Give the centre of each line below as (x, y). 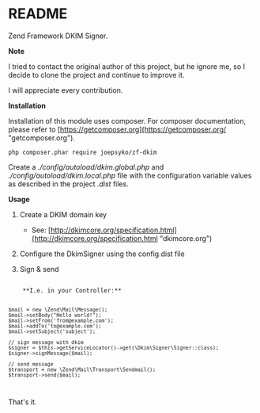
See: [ (41, 230)
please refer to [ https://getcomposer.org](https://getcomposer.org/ (117, 129)
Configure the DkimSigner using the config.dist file (102, 254)
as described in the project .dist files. (68, 184)
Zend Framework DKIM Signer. (58, 36)
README (38, 14)
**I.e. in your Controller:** (72, 290)
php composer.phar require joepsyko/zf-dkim (83, 152)
